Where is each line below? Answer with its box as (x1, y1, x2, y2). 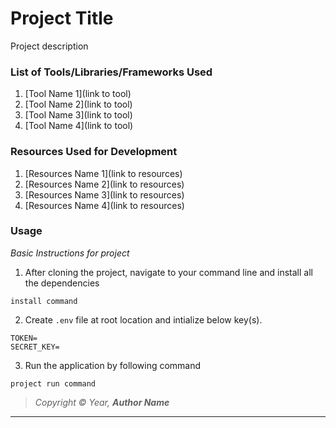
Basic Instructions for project (10, 247, 130, 259)
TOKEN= (10, 333, 38, 343)
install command (10, 296, 78, 306)
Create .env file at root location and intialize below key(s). (24, 313, 263, 326)
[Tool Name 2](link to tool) (24, 98, 133, 111)
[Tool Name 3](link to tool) (24, 109, 133, 121)
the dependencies (24, 277, 100, 289)
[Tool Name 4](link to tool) (24, 120, 134, 132)
